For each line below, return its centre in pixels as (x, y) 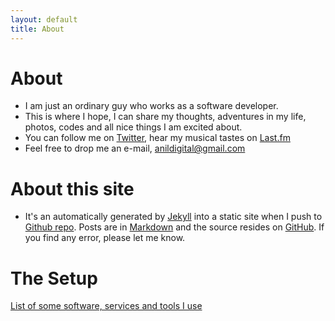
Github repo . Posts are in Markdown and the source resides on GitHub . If (174, 227)
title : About (37, 29)
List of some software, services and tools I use (106, 306)
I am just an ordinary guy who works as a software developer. (151, 106)
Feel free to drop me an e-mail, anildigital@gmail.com (135, 148)
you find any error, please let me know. (105, 238)
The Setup (54, 278)
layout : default (44, 19)
